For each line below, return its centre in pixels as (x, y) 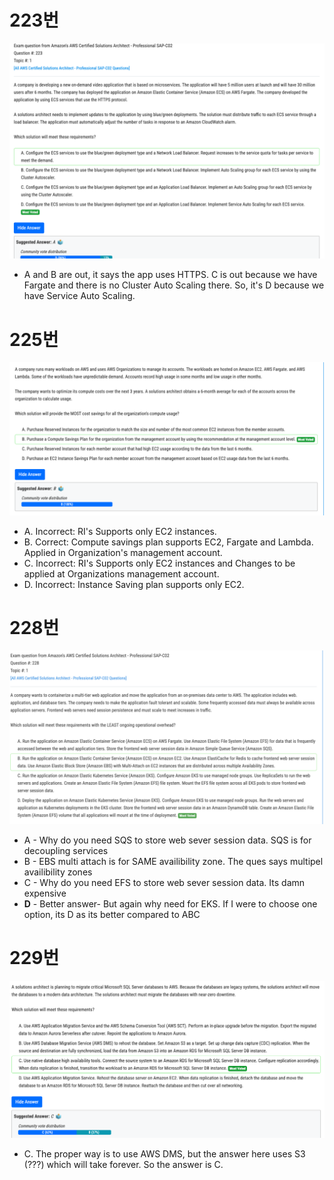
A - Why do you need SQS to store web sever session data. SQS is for (167, 840)
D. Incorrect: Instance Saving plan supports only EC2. (134, 584)
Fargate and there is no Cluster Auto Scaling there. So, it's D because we (174, 285)
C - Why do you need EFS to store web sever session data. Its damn (164, 883)
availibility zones (58, 872)
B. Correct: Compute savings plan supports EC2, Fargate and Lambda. (168, 542)
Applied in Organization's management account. (123, 552)
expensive (45, 893)
